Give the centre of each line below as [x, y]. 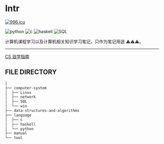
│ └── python [20, 129]
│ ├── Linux [18, 93]
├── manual [16, 133]
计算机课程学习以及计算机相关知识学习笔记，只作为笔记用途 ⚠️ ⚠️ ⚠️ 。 [74, 41]
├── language [18, 115]
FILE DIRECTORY [31, 72]
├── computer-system [26, 88]
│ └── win [16, 106]
